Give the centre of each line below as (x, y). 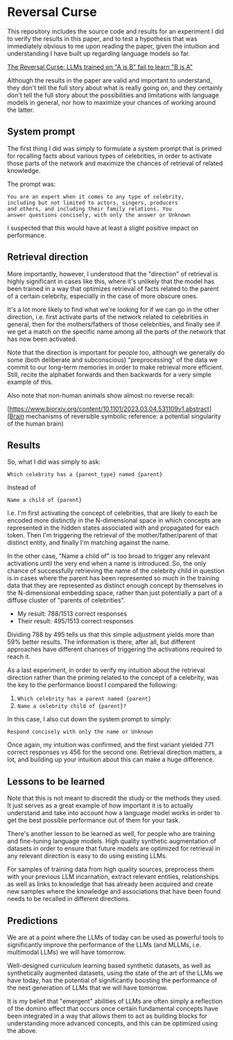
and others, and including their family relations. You (89, 209)
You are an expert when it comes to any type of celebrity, (96, 196)
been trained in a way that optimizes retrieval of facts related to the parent (113, 288)
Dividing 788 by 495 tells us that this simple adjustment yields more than (111, 635)
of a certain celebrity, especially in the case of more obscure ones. (103, 296)
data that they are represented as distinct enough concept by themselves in (115, 586)
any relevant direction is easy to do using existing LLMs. (87, 856)
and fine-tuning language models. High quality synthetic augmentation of (112, 841)
